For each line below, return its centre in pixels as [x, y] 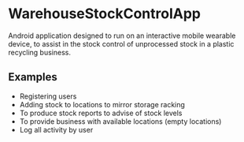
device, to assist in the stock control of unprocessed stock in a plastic [121, 43]
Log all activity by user [56, 129]
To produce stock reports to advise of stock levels [101, 113]
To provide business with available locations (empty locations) [120, 121]
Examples [33, 77]
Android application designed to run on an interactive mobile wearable [122, 35]
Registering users [48, 96]
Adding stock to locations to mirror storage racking [102, 104]
